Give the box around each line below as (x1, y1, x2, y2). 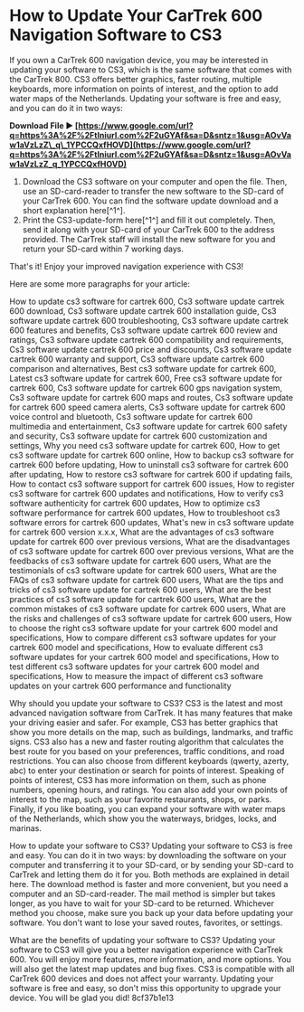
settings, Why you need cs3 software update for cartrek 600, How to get (9, 440, 280, 450)
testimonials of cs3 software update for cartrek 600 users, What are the (9, 564, 278, 575)
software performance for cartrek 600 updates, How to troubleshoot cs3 (9, 507, 280, 518)
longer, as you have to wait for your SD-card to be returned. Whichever (9, 897, 274, 909)
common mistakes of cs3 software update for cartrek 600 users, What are (9, 603, 287, 614)
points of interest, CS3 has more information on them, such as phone (9, 774, 267, 785)
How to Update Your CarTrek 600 (9, 5, 263, 26)
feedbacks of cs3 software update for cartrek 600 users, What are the (9, 555, 271, 566)
